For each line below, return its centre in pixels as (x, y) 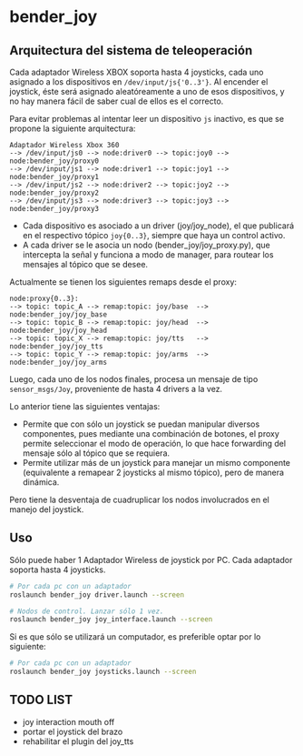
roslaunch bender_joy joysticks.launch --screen (103, 672)
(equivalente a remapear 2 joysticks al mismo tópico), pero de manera (153, 472)
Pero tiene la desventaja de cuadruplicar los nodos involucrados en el (139, 499)
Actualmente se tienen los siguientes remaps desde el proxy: (123, 282)
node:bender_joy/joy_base (58, 315)
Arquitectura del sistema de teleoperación (131, 50)
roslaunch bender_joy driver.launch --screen (97, 595)
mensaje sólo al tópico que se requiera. (96, 453)
